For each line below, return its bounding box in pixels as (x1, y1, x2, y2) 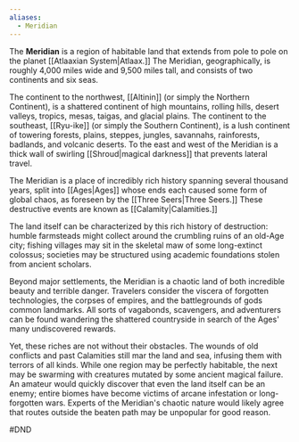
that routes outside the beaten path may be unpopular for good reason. (9, 406, 271, 417)
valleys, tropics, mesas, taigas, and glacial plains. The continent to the (9, 110, 267, 121)
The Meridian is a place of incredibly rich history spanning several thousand (9, 175, 288, 185)
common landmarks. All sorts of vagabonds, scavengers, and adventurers (9, 304, 281, 315)
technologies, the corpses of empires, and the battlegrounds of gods (9, 295, 263, 306)
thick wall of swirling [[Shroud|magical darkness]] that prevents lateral (9, 148, 268, 159)
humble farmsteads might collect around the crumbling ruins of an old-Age (9, 230, 285, 241)
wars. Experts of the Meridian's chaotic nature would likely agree (45, 397, 285, 408)
